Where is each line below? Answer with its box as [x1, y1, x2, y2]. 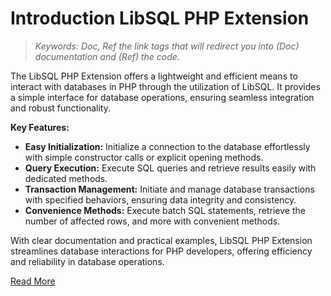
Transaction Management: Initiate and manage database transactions [24, 183, 315, 195]
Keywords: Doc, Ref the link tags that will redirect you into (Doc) [34, 40, 300, 52]
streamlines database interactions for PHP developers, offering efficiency [10, 245, 313, 257]
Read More [10, 275, 56, 287]
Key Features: [10, 121, 70, 133]
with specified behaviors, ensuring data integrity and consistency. [24, 193, 297, 206]
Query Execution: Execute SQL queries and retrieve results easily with [24, 162, 317, 174]
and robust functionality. [10, 102, 111, 114]
